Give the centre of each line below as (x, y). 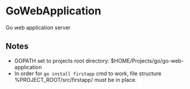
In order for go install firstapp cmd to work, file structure (88, 73)
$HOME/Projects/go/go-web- (147, 60)
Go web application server (38, 27)
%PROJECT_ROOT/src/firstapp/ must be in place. (76, 79)
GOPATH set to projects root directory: (62, 60)
